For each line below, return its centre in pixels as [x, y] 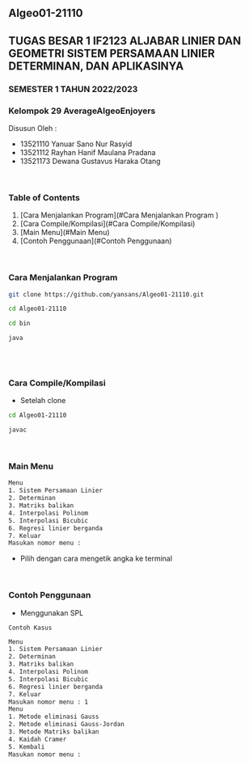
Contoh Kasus [30, 628]
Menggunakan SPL [52, 612]
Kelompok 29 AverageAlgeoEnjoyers [82, 111]
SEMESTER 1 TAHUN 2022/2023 [73, 89]
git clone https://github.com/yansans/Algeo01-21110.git [106, 294]
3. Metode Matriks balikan [54, 732]
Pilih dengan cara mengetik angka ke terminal [96, 559]
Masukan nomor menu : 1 [49, 702]
